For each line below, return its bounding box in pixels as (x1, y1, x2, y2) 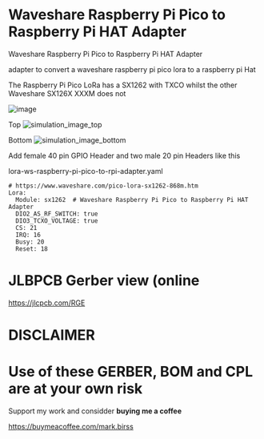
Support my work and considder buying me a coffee (8, 406, 182, 416)
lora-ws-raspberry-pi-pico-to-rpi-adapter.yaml (8, 166, 163, 175)
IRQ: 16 (15, 231, 42, 239)
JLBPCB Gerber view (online (8, 272, 200, 290)
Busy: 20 (15, 238, 45, 246)
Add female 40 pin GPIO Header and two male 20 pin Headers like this (8, 151, 241, 160)
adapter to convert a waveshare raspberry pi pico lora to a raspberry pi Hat (8, 64, 256, 74)
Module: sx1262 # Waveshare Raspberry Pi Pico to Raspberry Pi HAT (15, 195, 249, 203)
